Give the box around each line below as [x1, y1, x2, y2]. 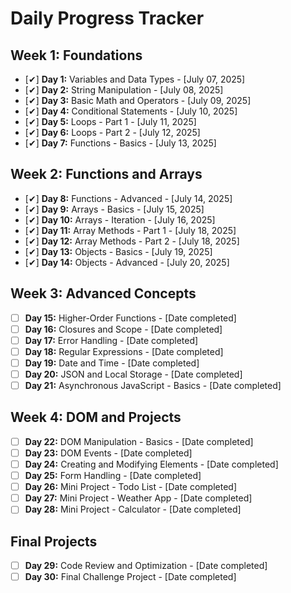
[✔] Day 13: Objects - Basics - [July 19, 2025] [24, 245, 213, 257]
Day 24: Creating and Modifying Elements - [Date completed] [24, 458, 279, 470]
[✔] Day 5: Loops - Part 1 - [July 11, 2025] [24, 116, 197, 127]
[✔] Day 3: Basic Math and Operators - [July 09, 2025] [24, 95, 252, 106]
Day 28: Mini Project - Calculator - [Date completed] [24, 503, 242, 516]
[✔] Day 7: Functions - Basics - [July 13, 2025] [24, 137, 217, 149]
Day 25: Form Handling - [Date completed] [24, 470, 202, 482]
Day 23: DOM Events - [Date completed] [24, 447, 193, 459]
